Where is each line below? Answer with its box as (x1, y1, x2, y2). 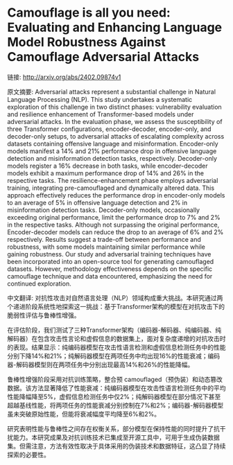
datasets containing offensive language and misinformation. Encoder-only (7, 139, 218, 148)
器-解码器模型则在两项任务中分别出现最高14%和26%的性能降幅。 (7, 360, 194, 369)
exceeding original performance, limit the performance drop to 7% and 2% (7, 213, 221, 221)
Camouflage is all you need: (7, 5, 171, 21)
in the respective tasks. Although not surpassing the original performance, (7, 220, 220, 229)
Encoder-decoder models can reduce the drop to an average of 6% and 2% (7, 227, 224, 236)
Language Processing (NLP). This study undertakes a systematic (7, 95, 193, 103)
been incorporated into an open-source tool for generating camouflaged (7, 257, 214, 265)
